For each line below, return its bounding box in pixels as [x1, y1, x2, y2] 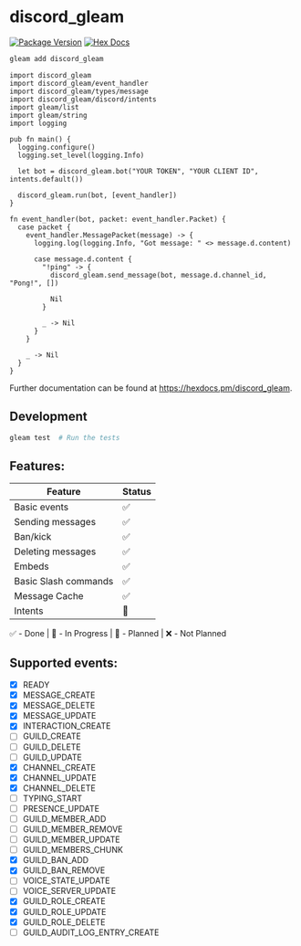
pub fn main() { [9, 134, 71, 143]
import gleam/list [9, 102, 79, 111]
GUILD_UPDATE [22, 752, 82, 762]
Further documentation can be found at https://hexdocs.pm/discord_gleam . [9, 382, 293, 394]
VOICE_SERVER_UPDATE [22, 886, 117, 897]
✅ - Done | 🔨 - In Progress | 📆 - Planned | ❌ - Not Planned [9, 628, 226, 639]
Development [9, 409, 88, 425]
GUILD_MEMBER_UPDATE [22, 834, 120, 846]
